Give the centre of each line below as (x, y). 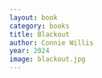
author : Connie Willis (51, 43)
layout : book (34, 17)
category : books (39, 26)
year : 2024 (30, 51)
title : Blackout (39, 34)
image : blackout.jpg (48, 59)
